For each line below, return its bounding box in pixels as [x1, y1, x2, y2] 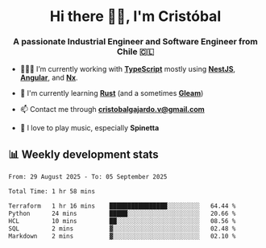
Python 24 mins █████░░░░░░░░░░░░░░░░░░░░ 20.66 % [8, 209, 236, 217]
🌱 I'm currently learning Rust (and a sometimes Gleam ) [19, 89, 204, 98]
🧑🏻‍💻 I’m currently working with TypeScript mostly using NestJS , [19, 64, 236, 74]
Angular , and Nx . [19, 72, 78, 83]
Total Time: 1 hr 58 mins [8, 188, 95, 196]
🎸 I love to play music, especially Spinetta [19, 123, 160, 133]
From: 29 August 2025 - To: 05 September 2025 [8, 173, 168, 181]
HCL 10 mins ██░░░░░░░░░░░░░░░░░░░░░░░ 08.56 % [8, 217, 236, 225]
